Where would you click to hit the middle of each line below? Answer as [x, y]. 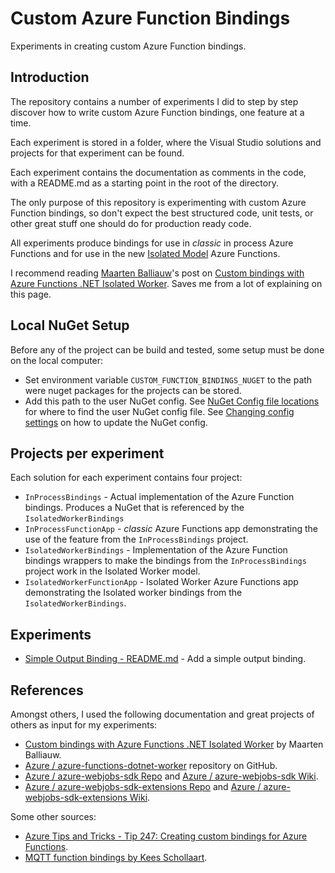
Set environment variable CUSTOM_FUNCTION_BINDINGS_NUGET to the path [168, 379]
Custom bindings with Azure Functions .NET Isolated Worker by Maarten [174, 744]
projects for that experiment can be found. [97, 153]
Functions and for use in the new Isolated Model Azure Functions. [145, 253]
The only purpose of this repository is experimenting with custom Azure [158, 202]
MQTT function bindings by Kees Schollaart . [116, 857]
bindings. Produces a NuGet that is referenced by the [134, 508]
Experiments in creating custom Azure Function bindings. [128, 46]
